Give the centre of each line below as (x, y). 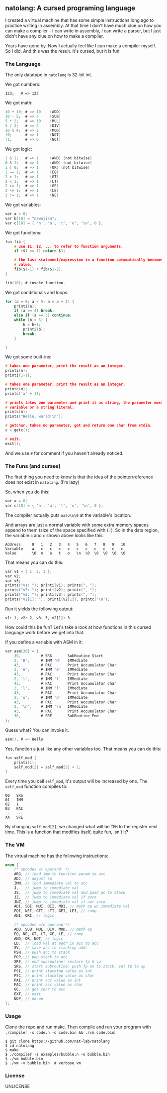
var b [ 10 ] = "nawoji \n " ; (31, 219)
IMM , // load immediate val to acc (51, 883)
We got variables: (23, 205)
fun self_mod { (21, 758)
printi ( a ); (25, 306)
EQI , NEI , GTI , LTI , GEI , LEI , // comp (55, 911)
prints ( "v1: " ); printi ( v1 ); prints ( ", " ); (51, 585)
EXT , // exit (28, 994)
